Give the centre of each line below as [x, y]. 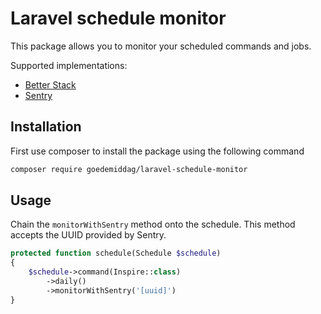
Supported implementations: [69, 65]
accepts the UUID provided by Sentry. [88, 235]
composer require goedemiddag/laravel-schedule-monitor [129, 169]
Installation [46, 127]
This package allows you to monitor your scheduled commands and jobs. [161, 46]
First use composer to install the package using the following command [157, 151]
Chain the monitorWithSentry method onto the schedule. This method [153, 224]
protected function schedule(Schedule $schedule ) [116, 253]
